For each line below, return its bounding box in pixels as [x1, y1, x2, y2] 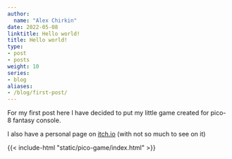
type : [7, 43, 23, 50]
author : [7, 10, 30, 18]
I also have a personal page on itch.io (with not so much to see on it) [7, 130, 206, 139]
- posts [7, 57, 30, 64]
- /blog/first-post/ [7, 89, 68, 96]
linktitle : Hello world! [7, 30, 80, 37]
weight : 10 [7, 63, 39, 70]
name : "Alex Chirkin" [13, 17, 78, 24]
